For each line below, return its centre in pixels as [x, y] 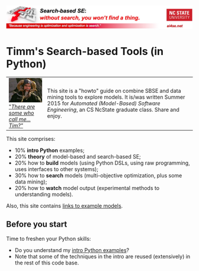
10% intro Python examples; [49, 150]
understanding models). [44, 194]
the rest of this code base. [47, 263]
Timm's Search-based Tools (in [85, 51]
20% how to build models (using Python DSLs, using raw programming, [102, 163]
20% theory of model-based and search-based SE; [78, 156]
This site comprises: [31, 138]
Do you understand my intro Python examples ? [72, 250]
